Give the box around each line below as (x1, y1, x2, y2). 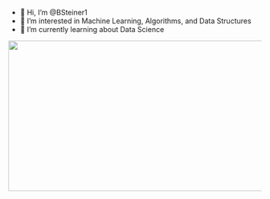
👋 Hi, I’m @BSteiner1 (19, 8, 88, 17)
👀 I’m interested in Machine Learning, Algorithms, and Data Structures (19, 16, 252, 26)
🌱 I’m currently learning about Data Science (19, 25, 165, 34)
